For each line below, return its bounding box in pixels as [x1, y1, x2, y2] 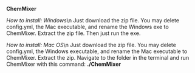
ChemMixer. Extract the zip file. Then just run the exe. [6, 30, 141, 37]
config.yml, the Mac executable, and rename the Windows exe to [6, 24, 169, 30]
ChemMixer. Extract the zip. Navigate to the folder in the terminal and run [6, 54, 190, 61]
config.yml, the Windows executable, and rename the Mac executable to [6, 48, 188, 55]
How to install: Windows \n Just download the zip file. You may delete [6, 17, 180, 24]
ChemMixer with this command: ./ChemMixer [6, 60, 121, 68]
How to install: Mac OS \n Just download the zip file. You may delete [6, 42, 176, 48]
